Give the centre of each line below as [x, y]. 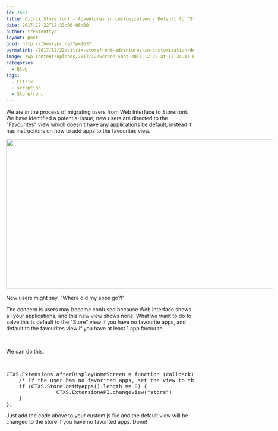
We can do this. [25, 352]
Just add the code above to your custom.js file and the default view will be [97, 416]
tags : [13, 75]
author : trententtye [32, 32]
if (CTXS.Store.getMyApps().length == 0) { [83, 386]
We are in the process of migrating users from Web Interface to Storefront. [97, 112]
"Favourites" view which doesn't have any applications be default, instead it [99, 124]
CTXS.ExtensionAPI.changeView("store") [114, 392]
